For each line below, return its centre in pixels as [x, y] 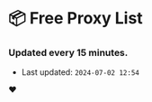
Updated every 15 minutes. [68, 53]
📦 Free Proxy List [76, 19]
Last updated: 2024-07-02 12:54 [80, 72]
